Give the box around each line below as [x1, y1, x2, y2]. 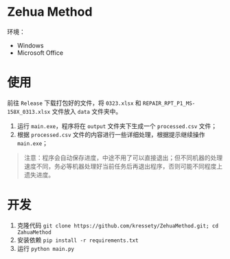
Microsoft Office [16, 49, 64, 57]
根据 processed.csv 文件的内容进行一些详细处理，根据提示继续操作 [16, 130, 205, 138]
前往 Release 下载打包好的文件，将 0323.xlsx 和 [7, 99, 142, 107]
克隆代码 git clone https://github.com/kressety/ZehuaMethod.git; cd [16, 221, 218, 230]
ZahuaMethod [16, 229, 51, 236]
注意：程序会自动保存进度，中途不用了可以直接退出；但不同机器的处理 [23, 153, 223, 162]
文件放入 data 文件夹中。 [51, 107, 122, 115]
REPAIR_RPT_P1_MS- [143, 100, 196, 107]
